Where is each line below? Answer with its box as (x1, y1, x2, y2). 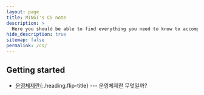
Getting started (6, 65, 66, 76)
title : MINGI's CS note (6, 15, 67, 21)
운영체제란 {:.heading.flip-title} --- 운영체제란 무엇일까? (15, 82, 148, 89)
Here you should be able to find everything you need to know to (12, 25, 181, 32)
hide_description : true (6, 31, 67, 38)
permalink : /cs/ (6, 43, 47, 49)
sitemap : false (6, 37, 45, 43)
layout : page (6, 8, 39, 15)
